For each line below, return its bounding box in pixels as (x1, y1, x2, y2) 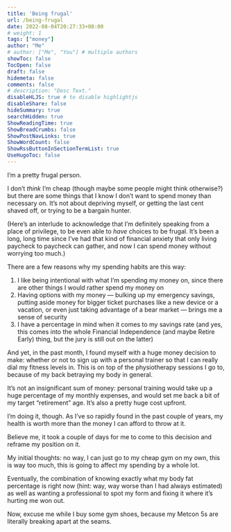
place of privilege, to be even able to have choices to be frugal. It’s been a (7, 227, 219, 236)
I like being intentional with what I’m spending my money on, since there (17, 276, 223, 284)
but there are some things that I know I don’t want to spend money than (7, 191, 212, 199)
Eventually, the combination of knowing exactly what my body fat (7, 474, 194, 482)
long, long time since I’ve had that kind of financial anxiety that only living (7, 234, 217, 242)
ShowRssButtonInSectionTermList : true (7, 145, 119, 152)
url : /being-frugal (7, 17, 64, 24)
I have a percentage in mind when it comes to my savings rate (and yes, (17, 320, 223, 328)
